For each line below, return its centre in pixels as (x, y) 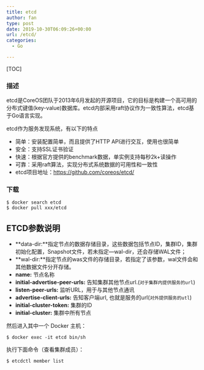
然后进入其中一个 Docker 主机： (46, 326)
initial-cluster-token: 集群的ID (54, 305)
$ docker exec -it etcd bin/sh (46, 338)
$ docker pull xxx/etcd (37, 208)
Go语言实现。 (28, 116)
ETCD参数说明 (33, 228)
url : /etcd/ (21, 35)
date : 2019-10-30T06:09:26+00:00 (49, 29)
